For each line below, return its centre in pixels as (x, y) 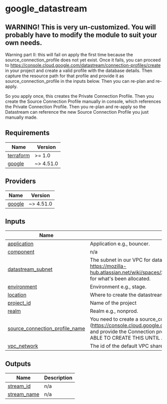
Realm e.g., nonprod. (114, 311)
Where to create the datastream (127, 295)
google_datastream (46, 9)
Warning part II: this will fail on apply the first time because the (69, 55)
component (21, 252)
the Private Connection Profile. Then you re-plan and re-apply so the (76, 107)
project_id (19, 303)
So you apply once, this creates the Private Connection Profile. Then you (80, 96)
